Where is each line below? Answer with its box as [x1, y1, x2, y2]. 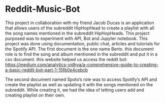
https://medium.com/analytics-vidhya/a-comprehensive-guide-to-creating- [5, 62, 159, 68]
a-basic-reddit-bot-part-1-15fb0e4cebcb [5, 67, 88, 72]
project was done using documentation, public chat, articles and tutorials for [5, 40, 160, 46]
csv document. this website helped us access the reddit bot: [5, 56, 128, 62]
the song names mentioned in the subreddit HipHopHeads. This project [5, 30, 150, 36]
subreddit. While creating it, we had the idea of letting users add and [5, 87, 144, 93]
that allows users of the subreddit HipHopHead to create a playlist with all [5, 25, 154, 31]
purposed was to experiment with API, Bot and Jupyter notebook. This [5, 35, 148, 41]
